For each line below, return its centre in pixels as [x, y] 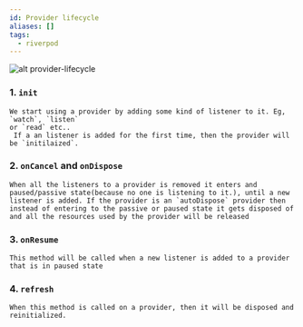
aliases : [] [32, 26]
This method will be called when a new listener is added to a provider [150, 258]
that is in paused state [56, 266]
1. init [24, 93]
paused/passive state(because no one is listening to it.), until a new [150, 193]
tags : [20, 35]
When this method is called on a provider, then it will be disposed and [152, 308]
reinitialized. [38, 316]
